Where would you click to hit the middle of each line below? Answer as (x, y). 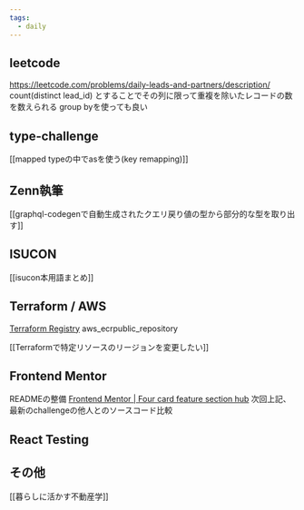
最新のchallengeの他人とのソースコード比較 (91, 410)
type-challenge (54, 136)
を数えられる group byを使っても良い (78, 107)
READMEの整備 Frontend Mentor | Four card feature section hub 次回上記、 (151, 399)
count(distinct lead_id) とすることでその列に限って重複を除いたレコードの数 (151, 95)
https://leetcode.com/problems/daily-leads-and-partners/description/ (140, 85)
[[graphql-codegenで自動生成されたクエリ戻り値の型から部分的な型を (141, 213)
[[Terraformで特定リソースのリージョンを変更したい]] (109, 347)
